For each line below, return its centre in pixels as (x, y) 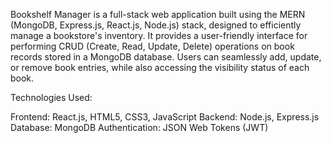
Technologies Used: (51, 97)
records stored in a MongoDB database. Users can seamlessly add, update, (166, 57)
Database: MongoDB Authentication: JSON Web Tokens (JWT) (139, 127)
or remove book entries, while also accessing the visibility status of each (160, 67)
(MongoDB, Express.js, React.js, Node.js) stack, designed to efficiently (156, 25)
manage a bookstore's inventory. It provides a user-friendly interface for (159, 35)
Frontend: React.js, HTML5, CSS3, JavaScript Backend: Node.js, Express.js (165, 117)
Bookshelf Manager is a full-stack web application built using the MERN (158, 14)
